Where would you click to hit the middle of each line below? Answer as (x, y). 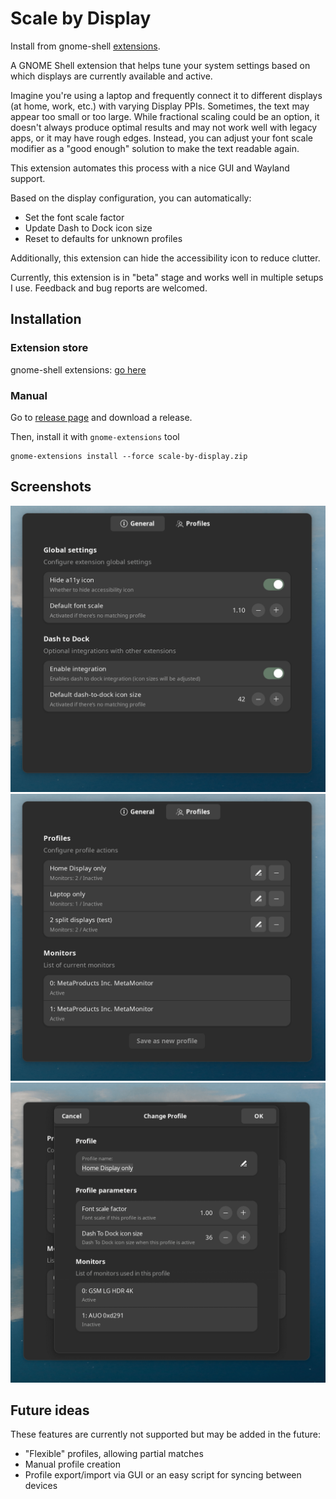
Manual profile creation (72, 1464)
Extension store (49, 348)
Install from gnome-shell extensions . (85, 46)
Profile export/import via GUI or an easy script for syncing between (163, 1475)
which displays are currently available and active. (111, 76)
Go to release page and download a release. (101, 417)
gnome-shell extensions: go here (78, 369)
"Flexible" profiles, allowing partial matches (114, 1454)
